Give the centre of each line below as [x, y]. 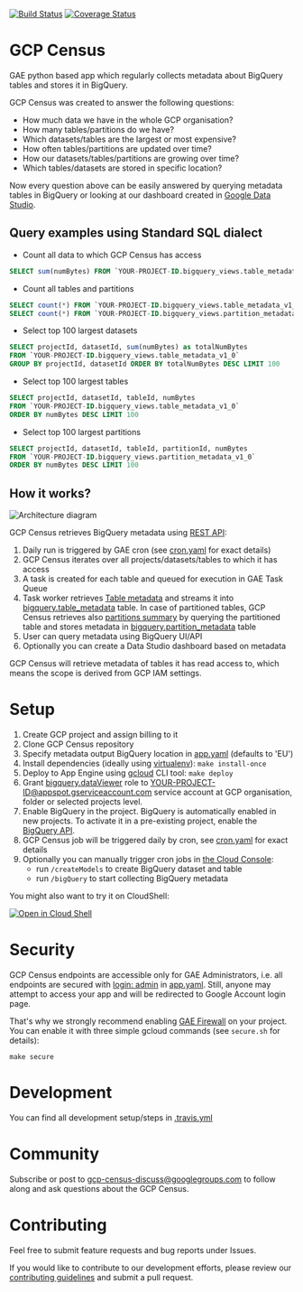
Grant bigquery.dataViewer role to [85, 782]
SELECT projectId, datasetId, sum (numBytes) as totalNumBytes [129, 348]
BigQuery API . [48, 830]
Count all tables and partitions [78, 288]
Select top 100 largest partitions [82, 432]
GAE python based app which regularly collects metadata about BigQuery [147, 75]
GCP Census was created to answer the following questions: [122, 102]
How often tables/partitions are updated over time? [117, 148]
